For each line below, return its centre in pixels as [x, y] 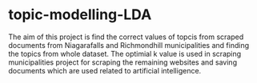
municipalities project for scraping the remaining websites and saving [123, 62]
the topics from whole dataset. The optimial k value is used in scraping [125, 53]
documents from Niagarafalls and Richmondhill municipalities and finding [129, 45]
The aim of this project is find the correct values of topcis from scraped [126, 37]
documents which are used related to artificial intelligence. [105, 70]
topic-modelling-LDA [80, 15]
